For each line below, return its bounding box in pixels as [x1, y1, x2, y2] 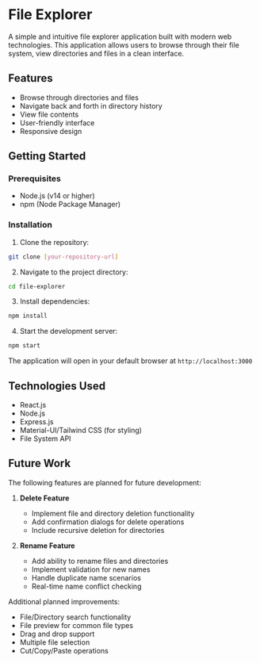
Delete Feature [19, 493, 70, 503]
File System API [19, 434, 71, 443]
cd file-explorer [8, 282, 66, 290]
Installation [8, 220, 53, 231]
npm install [8, 312, 48, 320]
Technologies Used [8, 379, 105, 393]
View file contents [19, 109, 79, 119]
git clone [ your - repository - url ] [8, 252, 119, 261]
